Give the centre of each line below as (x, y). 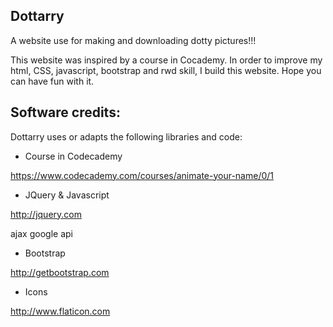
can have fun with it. (52, 81)
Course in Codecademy (73, 156)
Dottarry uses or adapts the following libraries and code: (126, 136)
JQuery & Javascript (67, 195)
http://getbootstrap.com (60, 272)
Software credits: (65, 112)
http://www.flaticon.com (60, 311)
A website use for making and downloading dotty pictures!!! (133, 40)
